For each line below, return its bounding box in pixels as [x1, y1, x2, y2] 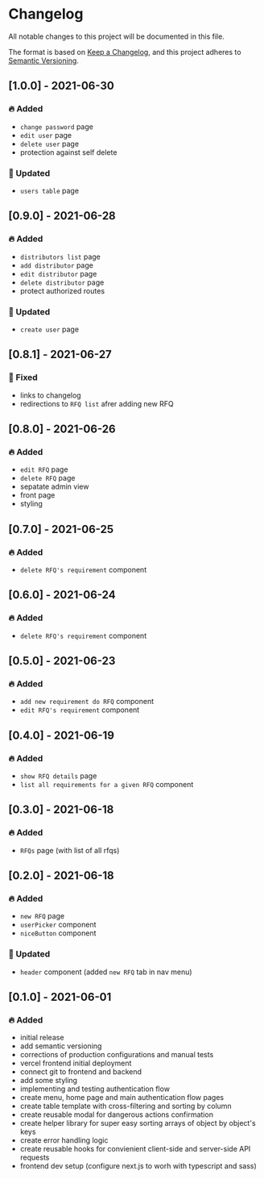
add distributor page [19, 260, 94, 270]
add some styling [19, 1076, 78, 1085]
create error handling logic [19, 1135, 109, 1145]
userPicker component [19, 920, 97, 930]
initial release [19, 1033, 64, 1043]
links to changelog [19, 390, 82, 400]
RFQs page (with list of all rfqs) [19, 845, 120, 855]
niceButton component [19, 928, 97, 938]
